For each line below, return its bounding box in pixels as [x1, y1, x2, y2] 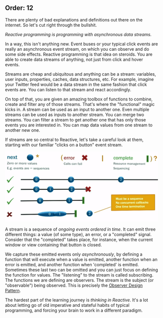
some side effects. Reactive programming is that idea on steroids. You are [5, 51, 153, 57]
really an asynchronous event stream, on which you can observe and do [5, 46, 149, 52]
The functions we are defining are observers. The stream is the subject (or [5, 278, 154, 283]
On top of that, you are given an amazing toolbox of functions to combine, [5, 96, 153, 102]
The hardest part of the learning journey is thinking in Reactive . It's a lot [5, 297, 148, 303]
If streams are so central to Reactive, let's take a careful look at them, [5, 137, 144, 142]
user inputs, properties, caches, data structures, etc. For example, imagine [5, 76, 154, 82]
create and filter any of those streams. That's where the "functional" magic [5, 101, 155, 107]
